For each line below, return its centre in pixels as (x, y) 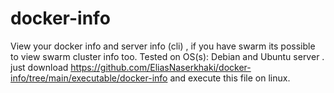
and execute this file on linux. (230, 78)
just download (39, 67)
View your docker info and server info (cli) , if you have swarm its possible (163, 46)
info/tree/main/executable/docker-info (89, 78)
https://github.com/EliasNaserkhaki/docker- (161, 67)
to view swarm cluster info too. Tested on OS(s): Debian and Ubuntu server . (167, 56)
